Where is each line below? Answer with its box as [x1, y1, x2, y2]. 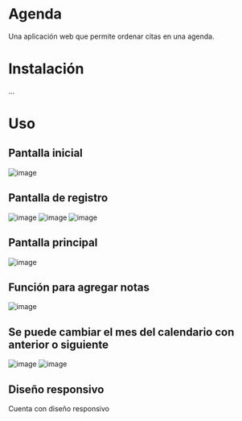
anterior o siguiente [8, 337, 109, 351]
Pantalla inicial [8, 147, 83, 160]
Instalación [8, 60, 84, 78]
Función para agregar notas [8, 280, 150, 294]
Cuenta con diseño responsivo [8, 403, 110, 413]
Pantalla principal [8, 236, 98, 250]
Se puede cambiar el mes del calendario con [8, 325, 235, 339]
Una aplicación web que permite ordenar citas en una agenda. [8, 31, 215, 41]
